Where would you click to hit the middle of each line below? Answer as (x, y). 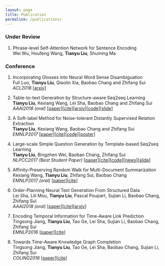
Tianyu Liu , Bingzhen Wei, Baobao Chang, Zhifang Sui (69, 155)
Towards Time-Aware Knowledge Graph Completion (67, 242)
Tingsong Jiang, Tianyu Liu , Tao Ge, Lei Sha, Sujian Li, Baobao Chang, (86, 221)
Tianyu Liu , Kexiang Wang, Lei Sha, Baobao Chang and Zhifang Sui (82, 103)
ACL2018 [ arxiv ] (29, 88)
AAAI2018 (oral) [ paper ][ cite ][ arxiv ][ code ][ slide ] (63, 108)
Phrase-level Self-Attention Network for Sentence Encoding (75, 48)
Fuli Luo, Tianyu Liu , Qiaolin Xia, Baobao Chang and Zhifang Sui (79, 82)
